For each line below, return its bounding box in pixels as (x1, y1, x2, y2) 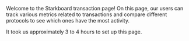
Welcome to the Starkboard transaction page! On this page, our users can (6, 5, 184, 12)
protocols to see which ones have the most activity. (6, 17, 130, 24)
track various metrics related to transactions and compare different (6, 11, 167, 18)
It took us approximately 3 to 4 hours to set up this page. (6, 28, 142, 35)
